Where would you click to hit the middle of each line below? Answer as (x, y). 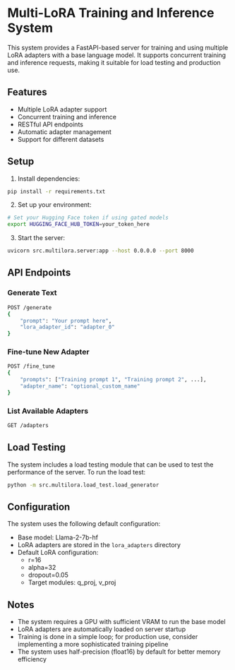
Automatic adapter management (64, 131)
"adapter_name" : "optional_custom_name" (80, 386)
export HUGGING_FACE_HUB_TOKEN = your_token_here (79, 225)
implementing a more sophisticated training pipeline (93, 645)
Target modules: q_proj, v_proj (72, 582)
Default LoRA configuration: (58, 553)
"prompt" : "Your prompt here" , (66, 321)
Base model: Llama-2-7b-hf (58, 537)
